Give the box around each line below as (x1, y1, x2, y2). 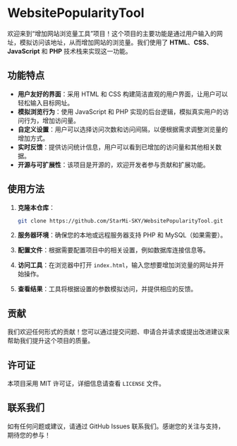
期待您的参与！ (7, 430, 51, 439)
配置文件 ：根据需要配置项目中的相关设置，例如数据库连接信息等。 (17, 246, 209, 254)
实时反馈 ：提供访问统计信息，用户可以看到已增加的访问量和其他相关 (17, 143, 216, 151)
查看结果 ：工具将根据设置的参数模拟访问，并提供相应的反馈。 (17, 285, 197, 293)
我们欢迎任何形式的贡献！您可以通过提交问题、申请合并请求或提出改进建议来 (7, 327, 230, 336)
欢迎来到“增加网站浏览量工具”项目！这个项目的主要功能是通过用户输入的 (7, 29, 217, 37)
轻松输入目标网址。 (17, 98, 74, 107)
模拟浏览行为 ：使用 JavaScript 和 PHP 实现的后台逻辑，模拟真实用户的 (17, 107, 224, 116)
